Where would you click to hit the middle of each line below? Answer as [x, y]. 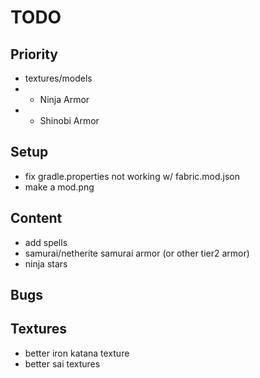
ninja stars [46, 263]
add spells [46, 242]
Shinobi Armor [69, 120]
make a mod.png [59, 187]
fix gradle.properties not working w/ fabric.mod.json [132, 176]
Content [36, 218]
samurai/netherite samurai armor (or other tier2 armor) [137, 253]
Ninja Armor [64, 99]
